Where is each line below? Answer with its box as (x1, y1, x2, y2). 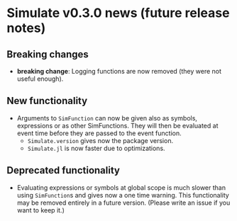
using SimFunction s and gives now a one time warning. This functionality (16, 191, 230, 199)
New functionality (6, 95, 88, 107)
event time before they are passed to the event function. (16, 129, 182, 137)
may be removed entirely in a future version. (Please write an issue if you (16, 198, 231, 207)
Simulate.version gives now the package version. (27, 136, 174, 144)
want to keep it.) (16, 205, 65, 214)
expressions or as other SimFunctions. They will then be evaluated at (16, 121, 219, 130)
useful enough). (16, 74, 64, 83)
